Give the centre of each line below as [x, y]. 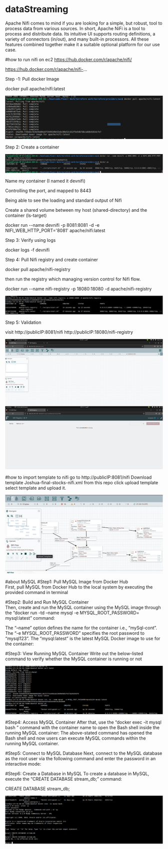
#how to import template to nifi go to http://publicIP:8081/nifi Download [78, 477]
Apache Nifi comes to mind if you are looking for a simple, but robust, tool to [84, 23]
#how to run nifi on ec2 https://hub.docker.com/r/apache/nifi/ [68, 59]
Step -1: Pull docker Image [32, 79]
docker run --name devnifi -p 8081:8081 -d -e [52, 225]
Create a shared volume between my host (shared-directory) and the [76, 210]
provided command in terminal [37, 592]
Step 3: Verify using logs [30, 240]
